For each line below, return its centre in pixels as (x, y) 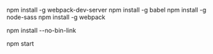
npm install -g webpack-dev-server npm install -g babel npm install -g (106, 10)
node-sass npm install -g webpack (56, 17)
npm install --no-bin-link (41, 30)
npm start (20, 43)
